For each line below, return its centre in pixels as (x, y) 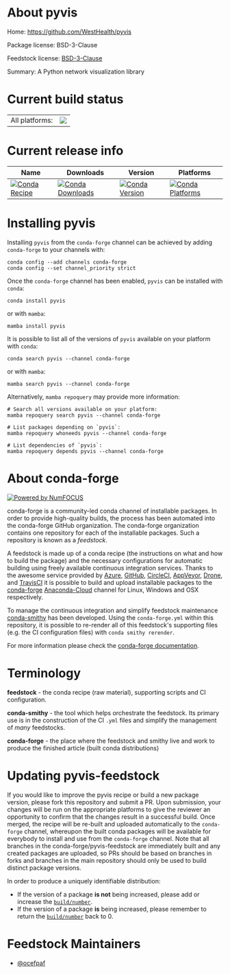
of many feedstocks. (36, 727)
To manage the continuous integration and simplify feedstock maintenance (113, 610)
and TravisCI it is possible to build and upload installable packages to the (110, 582)
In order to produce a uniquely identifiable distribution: (84, 881)
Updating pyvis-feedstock (83, 775)
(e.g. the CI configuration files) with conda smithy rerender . (91, 632)
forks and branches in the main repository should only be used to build (107, 860)
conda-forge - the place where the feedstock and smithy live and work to (111, 741)
